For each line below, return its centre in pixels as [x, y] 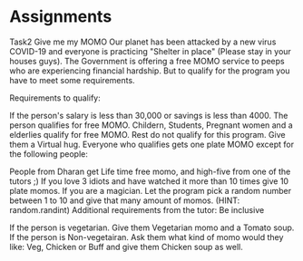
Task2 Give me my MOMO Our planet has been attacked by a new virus [143, 42]
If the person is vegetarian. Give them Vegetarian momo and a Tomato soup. [152, 227]
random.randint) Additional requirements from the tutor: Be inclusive [137, 209]
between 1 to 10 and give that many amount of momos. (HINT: [125, 200]
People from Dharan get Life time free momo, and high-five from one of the [150, 171]
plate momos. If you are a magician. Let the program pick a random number [151, 190]
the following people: [49, 154]
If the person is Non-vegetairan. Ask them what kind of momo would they [147, 237]
